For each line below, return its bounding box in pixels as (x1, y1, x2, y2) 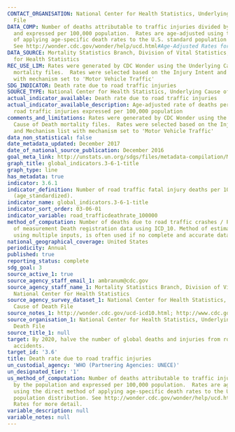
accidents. (13, 342, 45, 349)
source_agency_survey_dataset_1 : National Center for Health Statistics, (7, 297, 227, 304)
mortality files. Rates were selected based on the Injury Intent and (13, 69, 227, 76)
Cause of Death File (13, 303, 73, 310)
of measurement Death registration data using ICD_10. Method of (13, 225, 208, 232)
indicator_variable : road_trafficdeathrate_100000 (7, 212, 158, 219)
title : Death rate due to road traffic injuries (7, 355, 152, 363)
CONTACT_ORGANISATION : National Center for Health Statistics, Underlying (7, 10, 230, 18)
